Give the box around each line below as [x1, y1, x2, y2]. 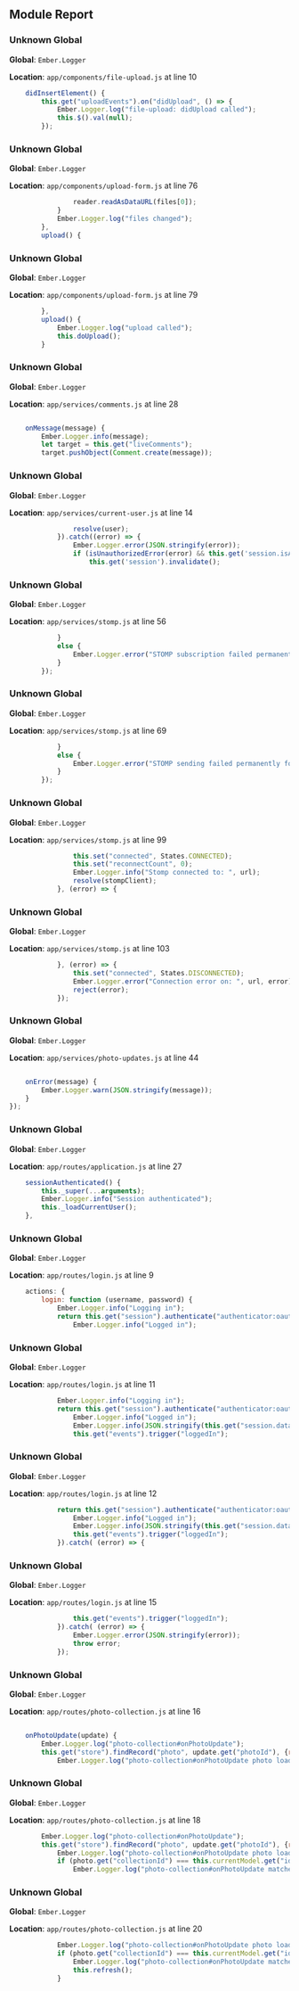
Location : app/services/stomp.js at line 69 [9, 725, 167, 736]
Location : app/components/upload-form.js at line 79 [9, 290, 198, 300]
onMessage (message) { [25, 424, 105, 432]
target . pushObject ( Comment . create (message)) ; [41, 448, 214, 457]
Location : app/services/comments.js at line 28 [9, 399, 179, 409]
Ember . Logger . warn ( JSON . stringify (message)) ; [41, 1085, 214, 1095]
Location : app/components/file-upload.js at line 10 [9, 71, 198, 82]
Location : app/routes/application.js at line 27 [9, 1161, 182, 1172]
